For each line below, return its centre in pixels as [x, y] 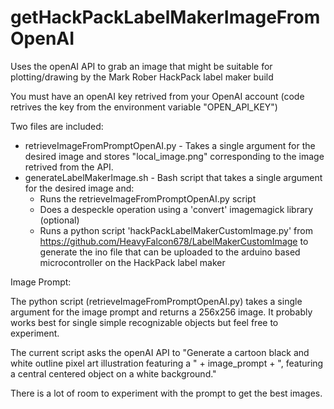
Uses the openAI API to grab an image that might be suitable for [141, 66]
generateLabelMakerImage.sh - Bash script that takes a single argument [173, 177]
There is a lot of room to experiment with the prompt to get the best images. [166, 393]
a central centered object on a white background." [113, 373]
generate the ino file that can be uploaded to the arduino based [170, 252]
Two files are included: [57, 126]
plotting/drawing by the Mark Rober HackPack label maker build [142, 77]
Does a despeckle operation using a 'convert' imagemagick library [176, 209]
